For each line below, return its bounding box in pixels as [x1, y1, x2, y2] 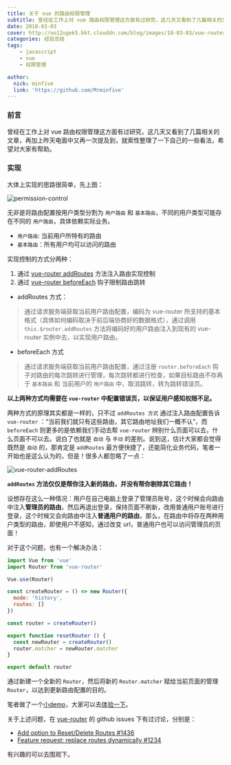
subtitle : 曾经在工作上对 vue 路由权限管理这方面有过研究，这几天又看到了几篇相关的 [7, 17, 222, 23]
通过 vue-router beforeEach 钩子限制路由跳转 [16, 278, 146, 286]
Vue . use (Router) [7, 576, 54, 583]
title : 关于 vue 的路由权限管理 [7, 10, 91, 17]
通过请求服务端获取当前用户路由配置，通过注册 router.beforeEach [23, 362, 211, 370]
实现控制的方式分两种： [7, 255, 74, 263]
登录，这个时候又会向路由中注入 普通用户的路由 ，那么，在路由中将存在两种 [7, 511, 218, 519]
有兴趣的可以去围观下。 [7, 751, 74, 759]
